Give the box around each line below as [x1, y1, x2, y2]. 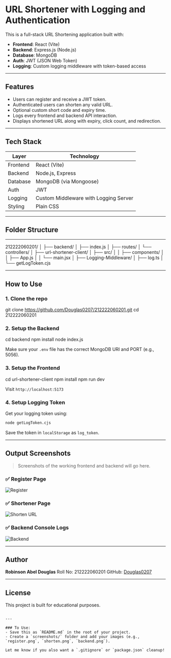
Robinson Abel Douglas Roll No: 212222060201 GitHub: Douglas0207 [5, 569, 152, 575]
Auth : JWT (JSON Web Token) [12, 57, 77, 63]
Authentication [5, 14, 70, 26]
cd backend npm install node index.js [5, 336, 83, 343]
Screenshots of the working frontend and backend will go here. [17, 462, 151, 468]
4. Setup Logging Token [5, 398, 65, 406]
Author [5, 555, 28, 564]
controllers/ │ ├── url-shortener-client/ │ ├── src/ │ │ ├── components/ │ [5, 249, 164, 255]
